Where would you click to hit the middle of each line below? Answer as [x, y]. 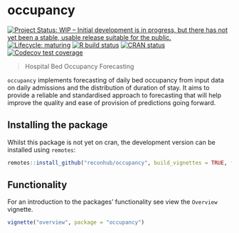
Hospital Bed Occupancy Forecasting [79, 66]
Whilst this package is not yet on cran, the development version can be [111, 142]
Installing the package [58, 125]
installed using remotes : [42, 150]
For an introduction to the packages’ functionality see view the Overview [113, 202]
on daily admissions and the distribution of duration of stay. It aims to [108, 87]
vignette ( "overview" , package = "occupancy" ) [76, 222]
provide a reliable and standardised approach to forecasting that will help [115, 95]
